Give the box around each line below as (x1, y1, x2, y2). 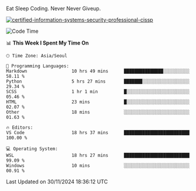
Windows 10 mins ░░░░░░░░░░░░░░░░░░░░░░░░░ (6, 163, 190, 169)
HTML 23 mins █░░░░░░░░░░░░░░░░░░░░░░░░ (6, 99, 190, 105)
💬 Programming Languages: (6, 63, 69, 69)
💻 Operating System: (6, 146, 59, 152)
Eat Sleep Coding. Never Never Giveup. (6, 5, 101, 12)
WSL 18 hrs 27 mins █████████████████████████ (6, 152, 190, 158)
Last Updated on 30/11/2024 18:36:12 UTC (6, 178, 108, 185)
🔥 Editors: (6, 125, 33, 131)
